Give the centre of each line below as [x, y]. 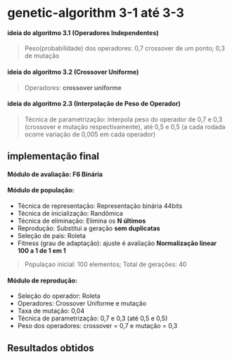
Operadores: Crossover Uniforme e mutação [82, 303]
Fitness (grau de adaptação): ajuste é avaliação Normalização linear [117, 243]
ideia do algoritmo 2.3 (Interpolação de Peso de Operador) [94, 104]
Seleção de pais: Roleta [52, 235]
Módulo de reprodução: [43, 280]
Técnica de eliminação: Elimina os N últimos [82, 221]
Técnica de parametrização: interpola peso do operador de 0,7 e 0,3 [123, 119]
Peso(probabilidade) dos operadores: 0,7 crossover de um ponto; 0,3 [124, 48]
